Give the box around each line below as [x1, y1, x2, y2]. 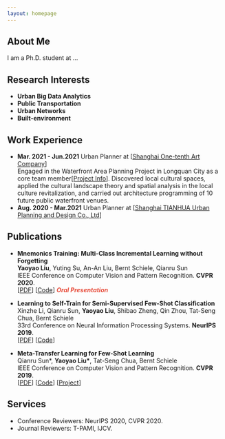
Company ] [17, 160, 47, 168]
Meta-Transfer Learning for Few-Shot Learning [17, 349, 155, 357]
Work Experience [7, 134, 83, 145]
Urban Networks [17, 107, 66, 115]
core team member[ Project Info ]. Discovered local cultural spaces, [17, 174, 206, 183]
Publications [7, 231, 63, 243]
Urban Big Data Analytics [17, 92, 92, 101]
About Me [7, 36, 50, 48]
